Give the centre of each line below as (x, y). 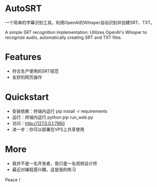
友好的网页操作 (27, 77)
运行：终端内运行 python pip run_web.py (53, 117)
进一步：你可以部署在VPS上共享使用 (48, 129)
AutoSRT (24, 8)
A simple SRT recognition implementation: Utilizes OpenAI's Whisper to (76, 32)
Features (23, 57)
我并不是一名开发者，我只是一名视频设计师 (55, 163)
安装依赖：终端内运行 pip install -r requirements (60, 111)
